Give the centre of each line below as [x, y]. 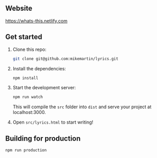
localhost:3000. [29, 112]
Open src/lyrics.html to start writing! [53, 122]
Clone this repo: [29, 49]
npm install [25, 78]
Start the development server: [44, 88]
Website [19, 8]
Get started [24, 37]
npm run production [26, 150]
